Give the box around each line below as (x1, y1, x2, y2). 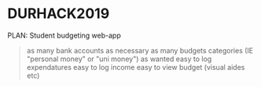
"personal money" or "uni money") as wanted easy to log (26, 54, 212, 63)
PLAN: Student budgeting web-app (7, 31, 121, 40)
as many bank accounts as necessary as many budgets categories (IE (26, 45, 254, 55)
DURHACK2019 (7, 5, 110, 23)
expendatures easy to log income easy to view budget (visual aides (26, 62, 245, 71)
